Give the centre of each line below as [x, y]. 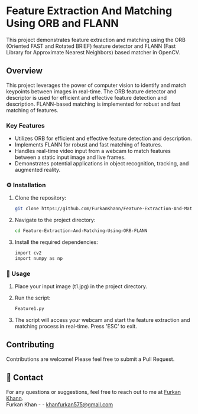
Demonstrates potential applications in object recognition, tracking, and [102, 164]
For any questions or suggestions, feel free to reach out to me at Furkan [94, 392]
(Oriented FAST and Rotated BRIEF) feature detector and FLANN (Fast [91, 46]
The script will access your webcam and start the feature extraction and [102, 320]
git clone [27, 209]
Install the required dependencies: [56, 242]
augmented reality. [38, 170]
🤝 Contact [25, 378]
